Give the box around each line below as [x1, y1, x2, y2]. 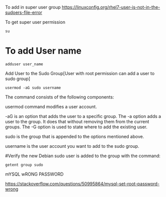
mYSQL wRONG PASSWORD [5, 171, 64, 177]
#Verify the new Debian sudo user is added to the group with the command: [5, 153, 161, 159]
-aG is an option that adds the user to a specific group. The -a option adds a [5, 113, 162, 119]
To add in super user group [5, 4, 61, 10]
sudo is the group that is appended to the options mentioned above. [5, 133, 144, 139]
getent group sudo [5, 162, 43, 167]
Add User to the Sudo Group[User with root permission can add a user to [5, 70, 155, 76]
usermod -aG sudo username [5, 85, 61, 90]
